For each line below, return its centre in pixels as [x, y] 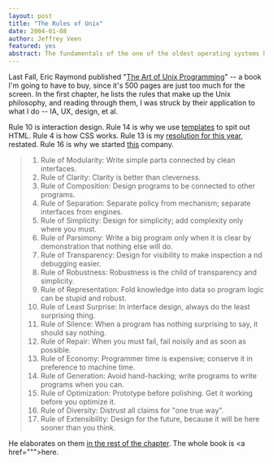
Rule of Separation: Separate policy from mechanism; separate [145, 203]
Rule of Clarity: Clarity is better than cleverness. [121, 177]
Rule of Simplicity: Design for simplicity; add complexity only [142, 221]
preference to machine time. [88, 367]
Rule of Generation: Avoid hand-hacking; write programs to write [149, 376]
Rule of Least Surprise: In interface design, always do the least [145, 307]
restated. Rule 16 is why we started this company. [91, 144]
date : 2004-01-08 [38, 31]
